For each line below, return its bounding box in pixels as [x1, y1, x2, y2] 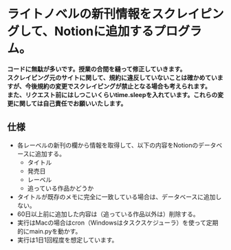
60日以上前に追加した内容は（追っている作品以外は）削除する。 [16, 209, 199, 218]
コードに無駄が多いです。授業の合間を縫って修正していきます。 [7, 65, 186, 73]
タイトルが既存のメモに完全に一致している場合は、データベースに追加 [16, 192, 216, 200]
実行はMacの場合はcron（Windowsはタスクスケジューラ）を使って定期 [16, 218, 219, 227]
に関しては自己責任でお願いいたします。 [12, 99, 127, 107]
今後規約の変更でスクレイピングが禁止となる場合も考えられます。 [25, 82, 211, 90]
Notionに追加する [54, 23, 154, 39]
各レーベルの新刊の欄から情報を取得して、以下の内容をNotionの [16, 140, 199, 149]
